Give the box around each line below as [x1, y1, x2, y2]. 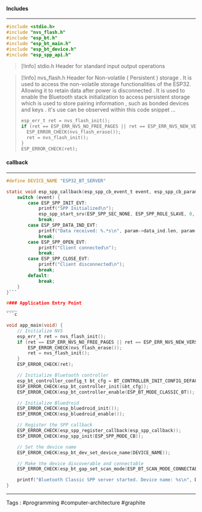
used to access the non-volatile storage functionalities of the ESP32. [20, 81, 191, 88]
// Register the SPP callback [17, 422, 93, 428]
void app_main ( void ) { [6, 322, 63, 328]
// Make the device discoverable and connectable [17, 460, 144, 466]
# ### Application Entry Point [6, 300, 82, 306]
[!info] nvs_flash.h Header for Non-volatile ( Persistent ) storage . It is [20, 74, 192, 81]
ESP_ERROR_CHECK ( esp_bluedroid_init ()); [17, 406, 120, 412]
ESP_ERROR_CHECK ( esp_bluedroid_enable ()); [17, 411, 125, 418]
